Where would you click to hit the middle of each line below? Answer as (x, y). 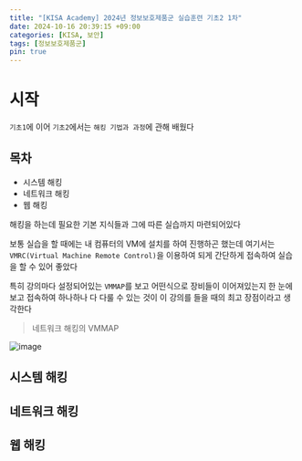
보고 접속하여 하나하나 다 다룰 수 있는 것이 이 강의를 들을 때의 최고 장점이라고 (146, 297)
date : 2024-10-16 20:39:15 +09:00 (75, 26)
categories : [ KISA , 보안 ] (57, 35)
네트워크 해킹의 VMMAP (75, 328)
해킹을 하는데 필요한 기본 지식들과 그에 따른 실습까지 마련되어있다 (125, 224)
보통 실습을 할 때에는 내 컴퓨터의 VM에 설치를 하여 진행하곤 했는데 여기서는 (142, 244)
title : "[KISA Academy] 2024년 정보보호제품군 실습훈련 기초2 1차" (126, 18)
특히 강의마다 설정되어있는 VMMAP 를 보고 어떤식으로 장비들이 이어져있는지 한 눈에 (151, 286)
